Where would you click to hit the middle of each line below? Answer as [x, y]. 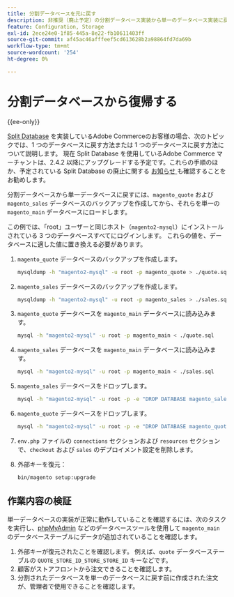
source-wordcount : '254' [43, 53]
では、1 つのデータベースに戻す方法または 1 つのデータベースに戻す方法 [115, 144]
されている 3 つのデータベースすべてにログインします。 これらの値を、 [109, 235]
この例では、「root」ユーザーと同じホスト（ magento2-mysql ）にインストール [116, 227]
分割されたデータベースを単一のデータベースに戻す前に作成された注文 [118, 577]
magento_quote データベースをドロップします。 [84, 414]
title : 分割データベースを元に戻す [52, 14]
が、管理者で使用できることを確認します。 [78, 586]
